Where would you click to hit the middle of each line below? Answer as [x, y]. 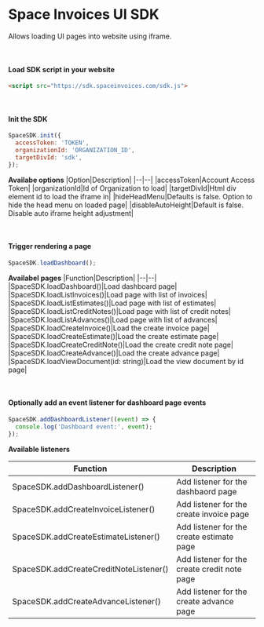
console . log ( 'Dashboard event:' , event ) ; [84, 427]
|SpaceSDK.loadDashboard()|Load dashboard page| [93, 286]
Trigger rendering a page [50, 246]
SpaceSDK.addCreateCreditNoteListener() [90, 569]
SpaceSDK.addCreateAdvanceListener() [86, 601]
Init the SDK [28, 118]
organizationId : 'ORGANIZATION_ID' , [75, 150]
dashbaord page [207, 491]
